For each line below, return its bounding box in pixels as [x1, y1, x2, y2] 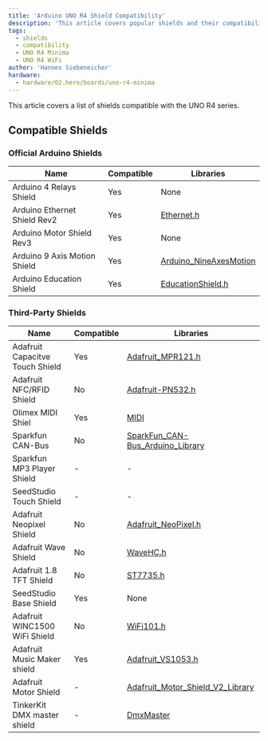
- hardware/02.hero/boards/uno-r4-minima [15, 78, 156, 86]
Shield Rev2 [12, 215, 57, 226]
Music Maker [12, 654, 61, 665]
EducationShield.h [160, 279, 229, 290]
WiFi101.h [126, 620, 166, 632]
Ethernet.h [160, 209, 200, 220]
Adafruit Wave [12, 542, 66, 553]
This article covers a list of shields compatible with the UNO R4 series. [8, 101, 240, 110]
